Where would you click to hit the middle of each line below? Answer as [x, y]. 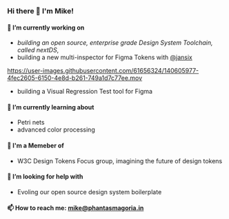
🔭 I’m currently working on [46, 28]
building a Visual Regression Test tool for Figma [85, 92]
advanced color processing [56, 129]
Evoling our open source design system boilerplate [89, 191]
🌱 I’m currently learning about [51, 107]
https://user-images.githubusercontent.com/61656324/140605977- [103, 71]
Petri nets [31, 123]
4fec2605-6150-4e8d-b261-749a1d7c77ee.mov [75, 78]
